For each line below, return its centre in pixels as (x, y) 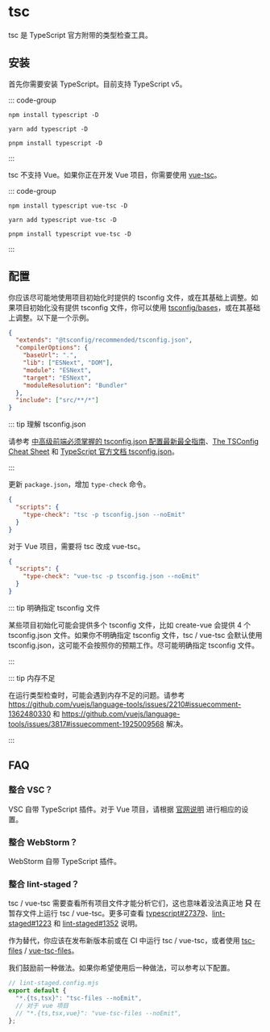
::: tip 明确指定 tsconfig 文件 (54, 607)
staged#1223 (30, 924)
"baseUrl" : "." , (50, 355)
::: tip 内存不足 (32, 678)
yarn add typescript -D (48, 129)
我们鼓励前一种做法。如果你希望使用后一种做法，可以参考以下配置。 (121, 968)
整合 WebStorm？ (43, 842)
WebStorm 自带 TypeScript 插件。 (64, 861)
